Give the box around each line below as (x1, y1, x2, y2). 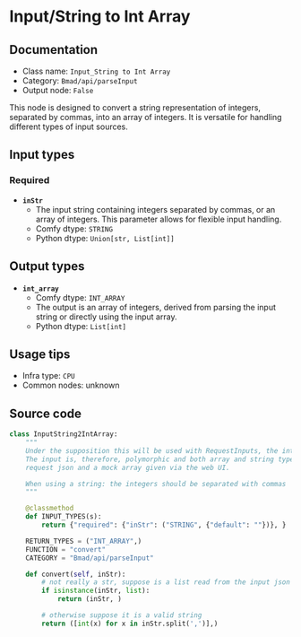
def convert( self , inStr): (25, 570, 126, 579)
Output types (9, 258, 85, 275)
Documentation (9, 42, 99, 57)
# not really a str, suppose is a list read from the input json (41, 578, 291, 587)
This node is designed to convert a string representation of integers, (9, 102, 262, 113)
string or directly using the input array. (35, 311, 177, 322)
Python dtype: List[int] (35, 320, 127, 331)
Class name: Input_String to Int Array (21, 65, 171, 76)
